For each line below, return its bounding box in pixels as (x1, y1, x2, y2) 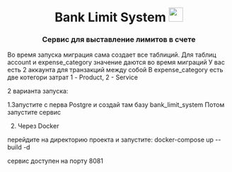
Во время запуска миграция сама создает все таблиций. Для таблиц (7, 50, 217, 59)
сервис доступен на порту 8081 (7, 156, 104, 166)
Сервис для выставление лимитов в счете (42, 35, 196, 45)
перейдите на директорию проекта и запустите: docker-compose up (7, 135, 214, 144)
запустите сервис (7, 108, 62, 117)
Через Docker (17, 122, 59, 130)
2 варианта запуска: (7, 87, 69, 96)
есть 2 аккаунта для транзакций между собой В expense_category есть (7, 66, 224, 74)
